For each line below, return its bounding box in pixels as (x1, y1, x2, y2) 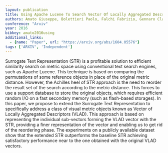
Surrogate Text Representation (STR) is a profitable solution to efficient (5, 58, 151, 64)
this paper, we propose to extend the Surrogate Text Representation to (5, 100, 150, 106)
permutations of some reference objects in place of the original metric (5, 74, 150, 80)
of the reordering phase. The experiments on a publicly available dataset (5, 127, 155, 133)
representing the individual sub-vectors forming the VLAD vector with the (5, 116, 156, 122)
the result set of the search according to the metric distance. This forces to (5, 84, 160, 90)
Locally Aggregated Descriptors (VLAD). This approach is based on (5, 111, 144, 117)
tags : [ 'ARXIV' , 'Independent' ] (5, 44, 72, 49)
